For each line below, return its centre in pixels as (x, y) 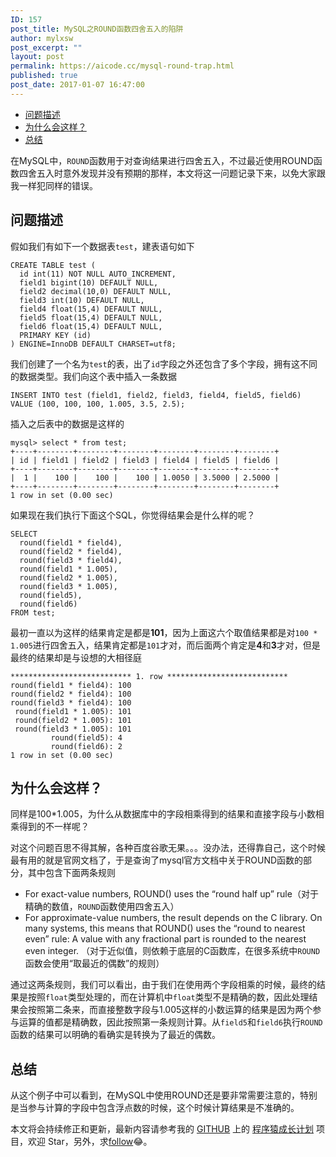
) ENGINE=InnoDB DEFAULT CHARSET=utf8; (93, 344)
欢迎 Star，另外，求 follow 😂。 (90, 1142)
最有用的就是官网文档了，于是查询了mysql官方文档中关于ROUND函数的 (157, 860)
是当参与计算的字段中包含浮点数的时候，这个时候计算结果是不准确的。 (155, 1108)
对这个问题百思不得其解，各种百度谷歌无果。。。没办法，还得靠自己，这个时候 (168, 848)
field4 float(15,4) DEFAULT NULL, (91, 309)
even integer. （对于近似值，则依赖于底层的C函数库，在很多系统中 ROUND (172, 951)
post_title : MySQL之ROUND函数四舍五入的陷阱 (97, 29)
